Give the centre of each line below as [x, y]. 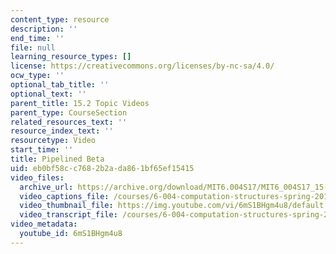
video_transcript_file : [68, 215]
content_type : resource [60, 19]
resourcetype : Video [53, 141]
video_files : [37, 177]
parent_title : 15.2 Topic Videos [80, 103]
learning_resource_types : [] [71, 57]
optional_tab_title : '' [60, 85]
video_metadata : [44, 224]
